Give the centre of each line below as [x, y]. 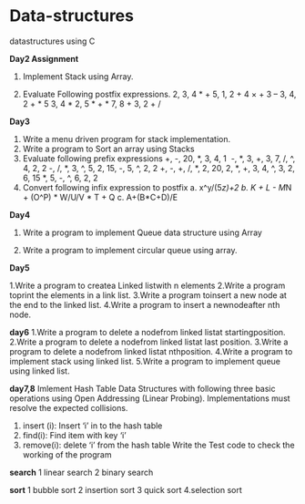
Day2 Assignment [44, 58]
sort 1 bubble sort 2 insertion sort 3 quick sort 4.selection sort [126, 489]
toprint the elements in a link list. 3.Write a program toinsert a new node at [148, 295]
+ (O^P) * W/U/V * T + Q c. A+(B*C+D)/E [100, 197]
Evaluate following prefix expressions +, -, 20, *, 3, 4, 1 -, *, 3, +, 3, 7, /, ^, [159, 158]
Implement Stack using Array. [78, 76]
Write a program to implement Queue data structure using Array [142, 232]
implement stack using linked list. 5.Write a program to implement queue [145, 361]
